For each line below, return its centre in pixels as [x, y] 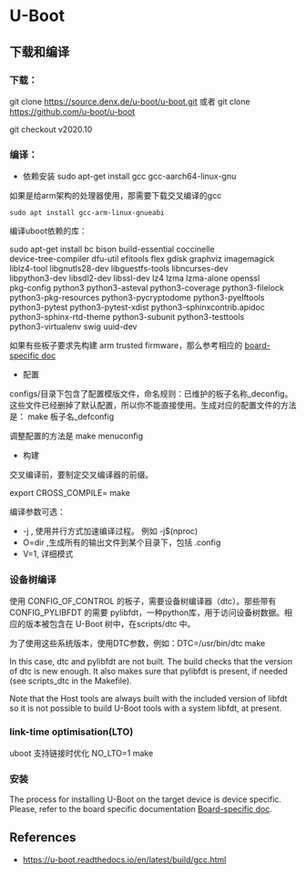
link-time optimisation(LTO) [71, 732]
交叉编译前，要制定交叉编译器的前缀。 [81, 475]
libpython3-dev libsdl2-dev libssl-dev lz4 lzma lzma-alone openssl [135, 278]
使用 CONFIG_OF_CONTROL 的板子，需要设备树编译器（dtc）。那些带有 [143, 602]
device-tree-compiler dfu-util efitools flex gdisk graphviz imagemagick [142, 259]
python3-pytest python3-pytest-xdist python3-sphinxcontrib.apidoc [138, 307]
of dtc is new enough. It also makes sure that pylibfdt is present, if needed [149, 672]
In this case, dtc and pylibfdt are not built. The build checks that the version [151, 662]
